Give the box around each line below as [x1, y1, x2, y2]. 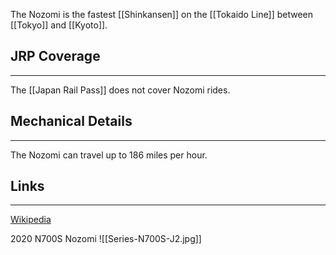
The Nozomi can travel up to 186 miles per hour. [10, 149, 208, 161]
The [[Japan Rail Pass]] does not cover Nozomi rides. [10, 84, 231, 96]
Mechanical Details [10, 113, 133, 130]
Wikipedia [10, 214, 52, 226]
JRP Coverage [10, 48, 101, 65]
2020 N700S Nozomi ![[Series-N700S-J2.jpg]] [10, 233, 202, 245]
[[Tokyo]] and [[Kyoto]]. [10, 19, 108, 31]
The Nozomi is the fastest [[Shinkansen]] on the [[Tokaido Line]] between [10, 9, 313, 20]
